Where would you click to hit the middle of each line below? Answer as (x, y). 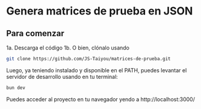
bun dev (16, 88)
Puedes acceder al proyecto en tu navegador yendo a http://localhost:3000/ (101, 99)
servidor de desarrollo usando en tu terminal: (62, 76)
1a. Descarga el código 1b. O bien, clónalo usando (68, 48)
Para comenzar (35, 33)
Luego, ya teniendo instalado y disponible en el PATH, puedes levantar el (97, 70)
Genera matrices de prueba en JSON (100, 11)
